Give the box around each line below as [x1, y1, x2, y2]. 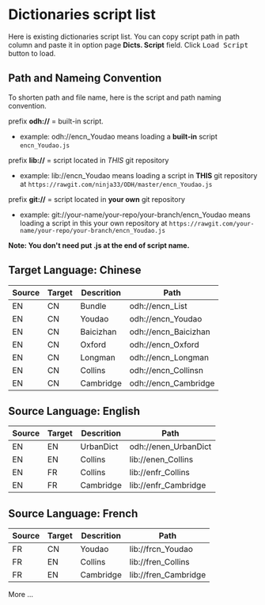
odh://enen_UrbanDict [129, 441, 212, 452]
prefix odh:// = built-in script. [8, 116, 104, 126]
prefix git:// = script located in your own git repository [8, 194, 186, 204]
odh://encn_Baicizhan [129, 326, 211, 337]
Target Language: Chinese [8, 264, 142, 277]
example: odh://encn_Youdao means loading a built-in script [19, 131, 218, 141]
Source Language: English [8, 404, 141, 417]
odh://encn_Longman [129, 352, 210, 363]
